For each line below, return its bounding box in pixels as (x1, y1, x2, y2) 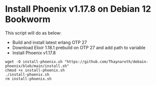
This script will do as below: (5, 30, 62, 36)
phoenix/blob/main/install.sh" (5, 64, 69, 68)
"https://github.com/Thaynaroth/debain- (64, 59, 149, 64)
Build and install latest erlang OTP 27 (12, 39, 87, 45)
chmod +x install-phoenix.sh (5, 67, 65, 73)
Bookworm (5, 14, 51, 25)
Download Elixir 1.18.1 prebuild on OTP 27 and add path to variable (12, 44, 146, 50)
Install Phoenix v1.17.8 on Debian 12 (5, 3, 152, 15)
